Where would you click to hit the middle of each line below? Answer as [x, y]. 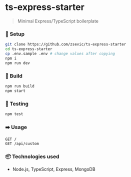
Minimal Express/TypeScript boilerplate [58, 21]
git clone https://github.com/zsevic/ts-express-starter [66, 44]
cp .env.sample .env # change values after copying [60, 53]
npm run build [20, 86]
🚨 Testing [17, 103]
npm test [14, 114]
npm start [15, 91]
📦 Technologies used [32, 156]
